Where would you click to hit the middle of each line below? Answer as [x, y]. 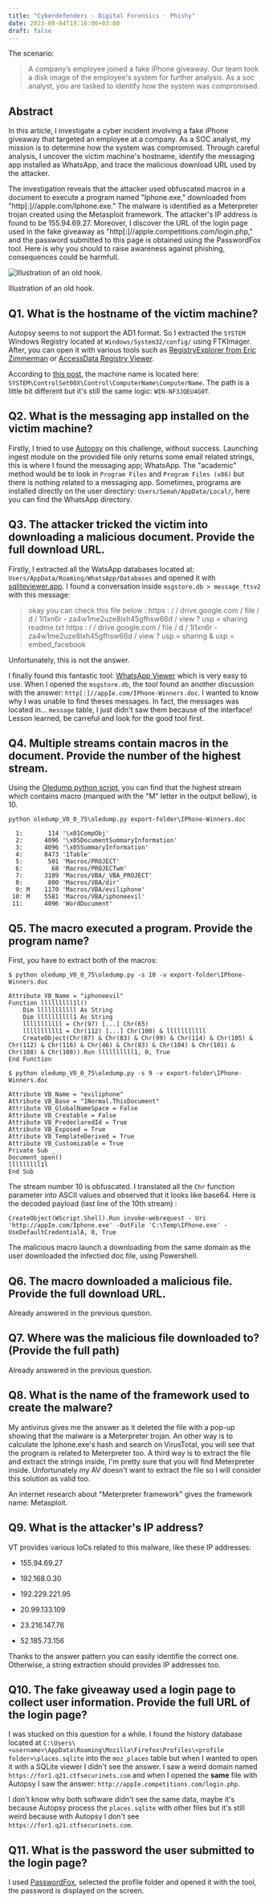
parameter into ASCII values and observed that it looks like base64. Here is [132, 1195]
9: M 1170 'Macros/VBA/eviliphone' [81, 890]
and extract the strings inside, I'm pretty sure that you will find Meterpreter [132, 1461]
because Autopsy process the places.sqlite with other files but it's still [126, 1808]
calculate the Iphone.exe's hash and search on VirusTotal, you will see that [132, 1444]
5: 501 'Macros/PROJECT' [68, 862]
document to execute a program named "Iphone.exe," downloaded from [127, 198]
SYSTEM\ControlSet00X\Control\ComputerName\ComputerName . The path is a [129, 383]
